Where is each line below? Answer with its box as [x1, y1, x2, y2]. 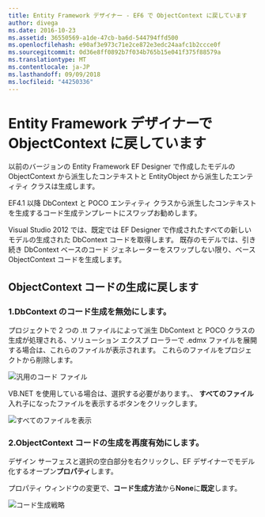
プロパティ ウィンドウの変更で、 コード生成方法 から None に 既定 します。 [8, 484, 242, 493]
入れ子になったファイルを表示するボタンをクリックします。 [8, 399, 202, 409]
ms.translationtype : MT [8, 56, 87, 64]
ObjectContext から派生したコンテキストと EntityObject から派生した [8, 172, 233, 181]
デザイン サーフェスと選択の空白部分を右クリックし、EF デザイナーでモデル [8, 457, 256, 466]
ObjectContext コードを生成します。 [8, 255, 127, 264]
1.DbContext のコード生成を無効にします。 [8, 306, 172, 317]
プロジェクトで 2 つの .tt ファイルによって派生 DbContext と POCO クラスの [8, 325, 256, 335]
